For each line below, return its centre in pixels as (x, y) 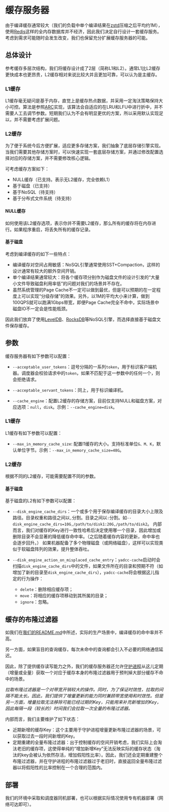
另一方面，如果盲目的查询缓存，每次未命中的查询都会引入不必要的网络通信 (82, 650)
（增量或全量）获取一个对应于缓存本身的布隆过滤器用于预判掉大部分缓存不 (82, 673)
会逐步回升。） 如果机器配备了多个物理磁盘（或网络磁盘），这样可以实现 (86, 543)
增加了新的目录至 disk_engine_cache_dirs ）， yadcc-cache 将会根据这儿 (84, 572)
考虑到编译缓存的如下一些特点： (38, 254)
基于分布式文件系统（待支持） (43, 199)
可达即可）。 (22, 804)
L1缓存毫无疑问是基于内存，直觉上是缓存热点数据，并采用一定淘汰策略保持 (82, 101)
